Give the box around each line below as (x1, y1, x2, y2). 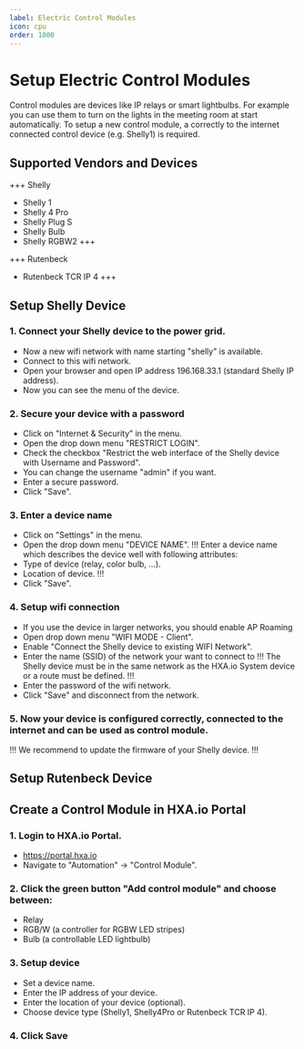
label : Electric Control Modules (9, 13, 137, 23)
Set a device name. (22, 977, 96, 988)
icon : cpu (9, 22, 47, 31)
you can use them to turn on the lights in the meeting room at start (9, 109, 258, 120)
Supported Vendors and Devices (9, 155, 198, 171)
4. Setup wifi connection (9, 601, 120, 614)
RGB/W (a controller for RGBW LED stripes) (22, 924, 186, 935)
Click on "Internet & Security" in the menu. (22, 428, 182, 439)
